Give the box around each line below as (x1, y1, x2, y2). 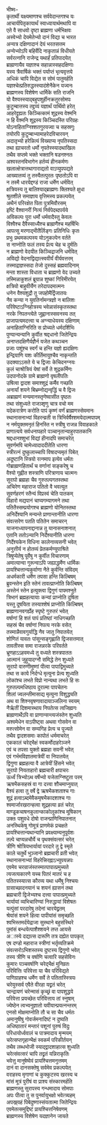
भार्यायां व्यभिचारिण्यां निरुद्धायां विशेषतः (6, 898, 77, 905)
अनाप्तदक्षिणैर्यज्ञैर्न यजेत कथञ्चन (6, 338, 68, 345)
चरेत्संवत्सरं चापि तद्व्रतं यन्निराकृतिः (6, 1050, 70, 1057)
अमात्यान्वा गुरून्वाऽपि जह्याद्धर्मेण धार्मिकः (6, 559, 81, 566)
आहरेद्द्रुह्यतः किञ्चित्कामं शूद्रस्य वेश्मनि (6, 109, 76, 117)
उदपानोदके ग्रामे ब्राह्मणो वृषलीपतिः (6, 373, 68, 379)
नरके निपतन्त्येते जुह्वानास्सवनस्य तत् (6, 310, 76, 317)
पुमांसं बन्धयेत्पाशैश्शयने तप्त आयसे (6, 926, 72, 933)
